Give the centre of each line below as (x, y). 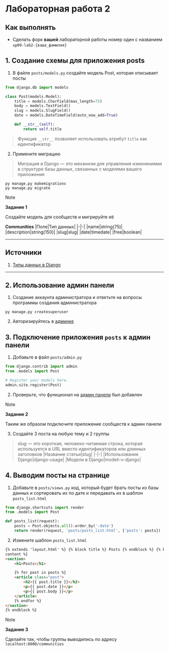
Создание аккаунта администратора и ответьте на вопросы (77, 298)
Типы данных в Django (37, 265)
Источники (23, 253)
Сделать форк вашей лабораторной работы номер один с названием (87, 39)
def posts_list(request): (32, 521)
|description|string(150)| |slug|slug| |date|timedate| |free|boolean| (74, 232)
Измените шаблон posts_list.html (50, 540)
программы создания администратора (55, 303)
